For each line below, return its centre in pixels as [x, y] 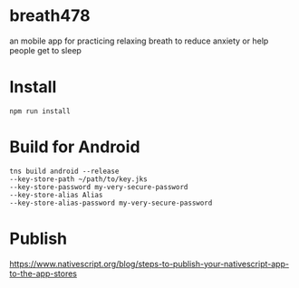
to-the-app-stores [43, 274]
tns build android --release [64, 171]
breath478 [50, 16]
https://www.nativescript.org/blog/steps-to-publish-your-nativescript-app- [149, 264]
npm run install [40, 111]
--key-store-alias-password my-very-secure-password [111, 203]
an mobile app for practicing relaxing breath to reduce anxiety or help [139, 41]
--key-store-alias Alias [56, 195]
